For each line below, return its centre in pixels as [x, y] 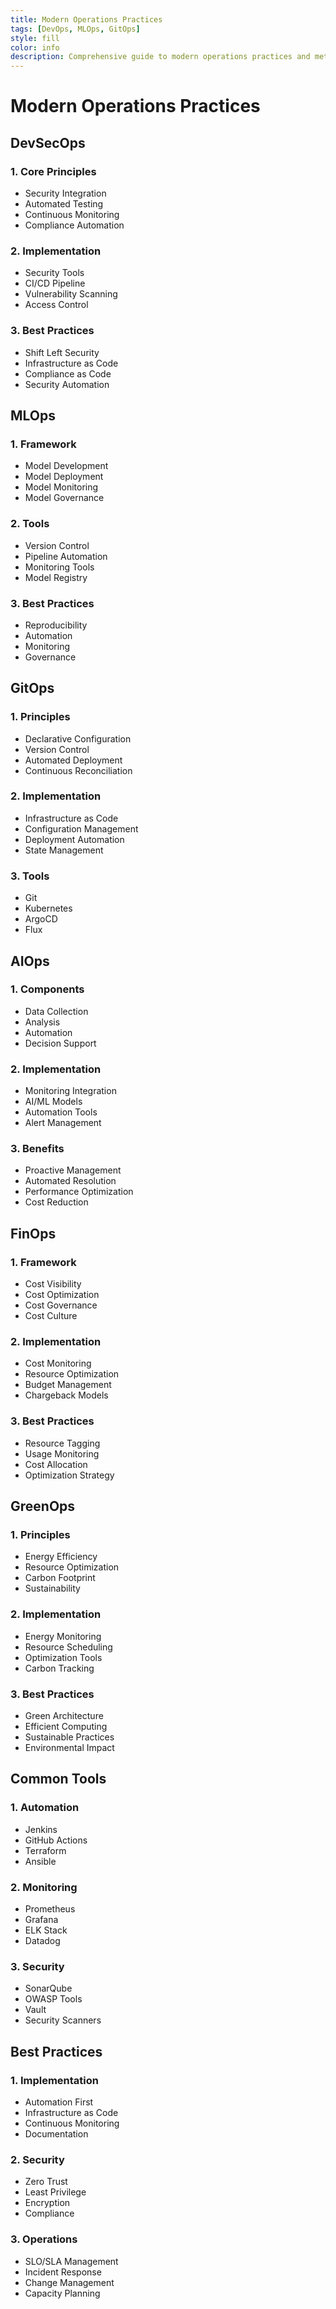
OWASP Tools [53, 1999]
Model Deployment [64, 477]
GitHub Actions [56, 1840]
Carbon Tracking [59, 1668]
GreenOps [43, 1506]
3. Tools [30, 876]
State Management [64, 850]
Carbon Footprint [60, 1578]
